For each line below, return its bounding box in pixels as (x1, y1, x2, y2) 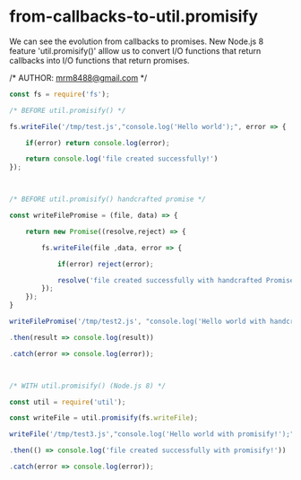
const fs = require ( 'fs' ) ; (9, 90, 110, 99)
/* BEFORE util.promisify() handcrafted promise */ (9, 195, 206, 204)
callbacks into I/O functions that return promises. (9, 55, 190, 65)
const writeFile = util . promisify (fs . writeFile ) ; (9, 414, 199, 423)
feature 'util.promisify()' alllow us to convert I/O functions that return (9, 45, 262, 56)
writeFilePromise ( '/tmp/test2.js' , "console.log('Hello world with (9, 317, 267, 327)
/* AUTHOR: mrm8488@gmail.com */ (9, 72, 148, 83)
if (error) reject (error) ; (56, 259, 154, 268)
